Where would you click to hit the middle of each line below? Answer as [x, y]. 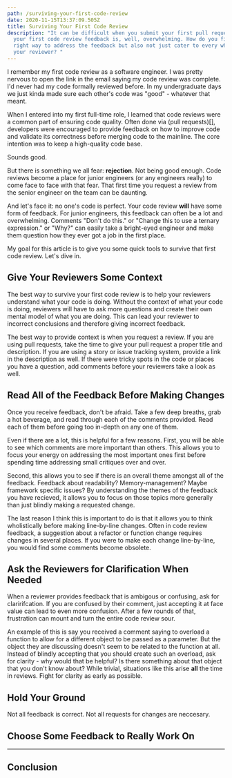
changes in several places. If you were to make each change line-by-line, [111, 540]
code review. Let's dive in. [44, 255]
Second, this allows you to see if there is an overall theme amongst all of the [116, 475]
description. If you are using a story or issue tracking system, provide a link [114, 351]
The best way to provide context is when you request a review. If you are [110, 337]
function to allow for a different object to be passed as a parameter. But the [114, 639]
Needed [25, 580]
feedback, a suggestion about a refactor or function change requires [105, 533]
